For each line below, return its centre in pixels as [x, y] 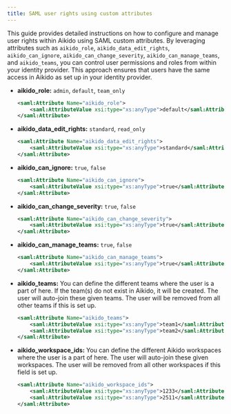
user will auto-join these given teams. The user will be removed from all [119, 298]
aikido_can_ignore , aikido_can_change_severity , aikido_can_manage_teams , [113, 55]
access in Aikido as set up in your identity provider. [80, 77]
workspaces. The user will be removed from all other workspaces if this [119, 365]
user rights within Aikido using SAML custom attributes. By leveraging [106, 40]
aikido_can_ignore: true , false [61, 167]
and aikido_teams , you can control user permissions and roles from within [112, 62]
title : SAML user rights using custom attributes [80, 13]
